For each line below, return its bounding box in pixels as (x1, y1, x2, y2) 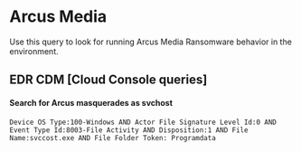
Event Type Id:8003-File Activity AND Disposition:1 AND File (9, 125, 249, 135)
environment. (9, 45, 59, 56)
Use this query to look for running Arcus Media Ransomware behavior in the (9, 36, 292, 47)
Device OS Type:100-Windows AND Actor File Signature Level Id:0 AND (9, 118, 277, 127)
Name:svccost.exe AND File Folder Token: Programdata (9, 133, 217, 142)
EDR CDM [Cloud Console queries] (9, 72, 208, 88)
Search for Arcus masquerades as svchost (9, 97, 174, 108)
